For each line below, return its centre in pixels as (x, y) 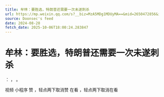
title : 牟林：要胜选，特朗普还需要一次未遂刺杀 (47, 9)
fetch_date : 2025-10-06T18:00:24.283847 (47, 28)
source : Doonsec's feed (29, 18)
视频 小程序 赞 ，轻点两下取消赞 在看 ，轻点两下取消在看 (61, 90)
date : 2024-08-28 (23, 23)
